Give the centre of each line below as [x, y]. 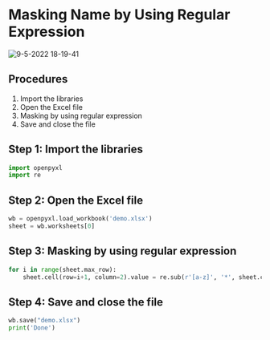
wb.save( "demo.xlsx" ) [45, 321]
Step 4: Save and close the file [86, 302]
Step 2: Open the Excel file [76, 200]
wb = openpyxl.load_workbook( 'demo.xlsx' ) [80, 219]
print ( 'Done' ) [32, 328]
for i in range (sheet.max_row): [62, 269]
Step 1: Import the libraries [76, 150]
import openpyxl [35, 168]
